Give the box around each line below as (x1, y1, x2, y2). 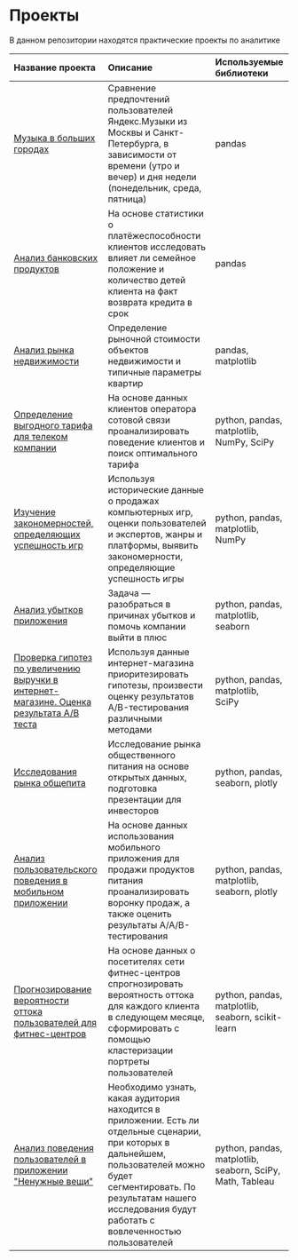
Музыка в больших (13, 131, 96, 144)
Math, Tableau (215, 1175, 275, 1187)
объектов (107, 344, 149, 356)
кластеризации (107, 1044, 174, 1057)
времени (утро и (107, 159, 180, 171)
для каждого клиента (107, 1000, 200, 1012)
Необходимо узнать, (107, 1081, 197, 1093)
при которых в (107, 1136, 170, 1148)
